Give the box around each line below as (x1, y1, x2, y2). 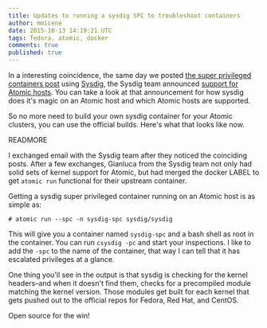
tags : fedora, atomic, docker (8, 33, 109, 42)
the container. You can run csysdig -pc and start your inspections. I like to (8, 238, 251, 247)
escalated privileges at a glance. (8, 255, 115, 264)
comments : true (8, 41, 59, 49)
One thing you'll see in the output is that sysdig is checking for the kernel (8, 270, 249, 279)
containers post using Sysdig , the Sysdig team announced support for (8, 79, 239, 88)
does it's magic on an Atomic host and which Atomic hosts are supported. (8, 96, 251, 105)
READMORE (8, 135, 48, 144)
